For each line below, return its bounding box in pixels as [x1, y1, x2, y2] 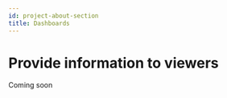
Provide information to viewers [8, 54, 219, 72]
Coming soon [8, 80, 53, 90]
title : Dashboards [8, 19, 70, 27]
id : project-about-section [8, 11, 99, 20]
